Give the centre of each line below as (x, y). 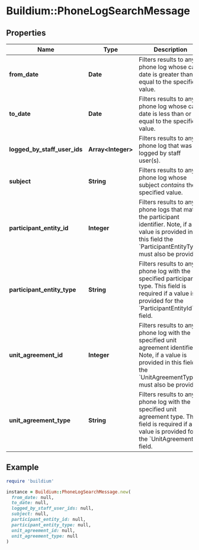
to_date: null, (30, 503)
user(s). (150, 160)
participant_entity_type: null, (52, 525)
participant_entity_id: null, (49, 520)
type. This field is (163, 286)
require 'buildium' (30, 481)
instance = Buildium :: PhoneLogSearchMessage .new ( (69, 492)
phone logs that (161, 209)
